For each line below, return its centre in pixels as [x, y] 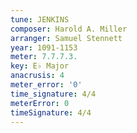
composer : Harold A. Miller [69, 29]
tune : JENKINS [40, 19]
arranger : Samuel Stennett [66, 38]
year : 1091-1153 [44, 47]
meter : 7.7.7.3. [44, 57]
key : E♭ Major [40, 66]
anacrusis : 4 [37, 76]
